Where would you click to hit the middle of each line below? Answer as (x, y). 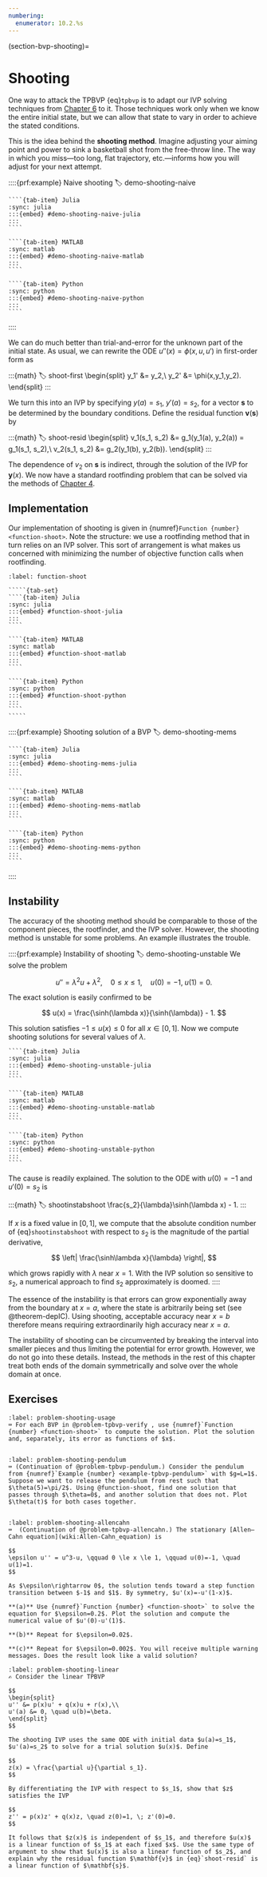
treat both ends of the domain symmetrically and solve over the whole (123, 1365)
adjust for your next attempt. (55, 167)
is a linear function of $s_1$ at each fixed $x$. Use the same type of (132, 1844)
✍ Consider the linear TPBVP (57, 1676)
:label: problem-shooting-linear (64, 1669)
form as (21, 360)
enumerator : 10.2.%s (49, 23)
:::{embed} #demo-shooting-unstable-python (82, 1150)
